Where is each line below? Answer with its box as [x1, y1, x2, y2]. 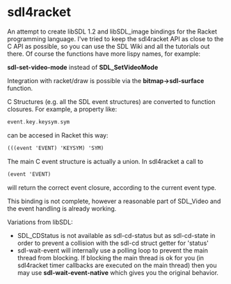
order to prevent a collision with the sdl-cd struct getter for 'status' [17, 239, 209, 247]
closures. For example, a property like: [7, 105, 118, 113]
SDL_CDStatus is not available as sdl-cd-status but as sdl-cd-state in [17, 231, 216, 239]
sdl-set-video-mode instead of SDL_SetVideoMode [7, 63, 159, 71]
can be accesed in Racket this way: [7, 130, 109, 140]
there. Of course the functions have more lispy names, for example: [7, 50, 200, 58]
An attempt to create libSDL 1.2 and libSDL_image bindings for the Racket [7, 27, 217, 36]
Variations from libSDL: [7, 218, 73, 226]
